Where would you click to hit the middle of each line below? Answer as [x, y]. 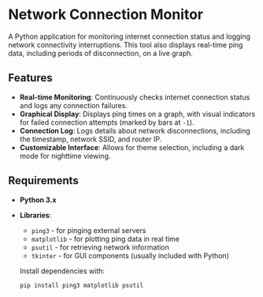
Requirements [43, 180]
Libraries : [35, 215]
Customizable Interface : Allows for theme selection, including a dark [132, 147]
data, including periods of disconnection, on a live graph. [100, 53]
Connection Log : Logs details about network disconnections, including [135, 130]
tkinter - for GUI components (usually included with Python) [130, 255]
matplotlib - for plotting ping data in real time [105, 239]
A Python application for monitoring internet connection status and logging [129, 36]
